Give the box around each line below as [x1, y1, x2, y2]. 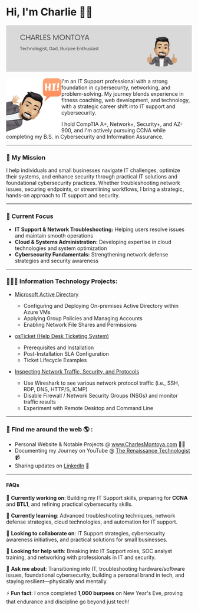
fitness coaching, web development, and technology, [61, 96, 190, 103]
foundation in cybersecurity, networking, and [61, 84, 171, 91]
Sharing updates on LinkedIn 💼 [14, 462, 90, 469]
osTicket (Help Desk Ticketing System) [14, 332, 109, 339]
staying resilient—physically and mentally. [6, 578, 108, 585]
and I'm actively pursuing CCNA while [73, 126, 166, 134]
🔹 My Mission [6, 153, 46, 161]
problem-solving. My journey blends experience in [61, 90, 184, 97]
